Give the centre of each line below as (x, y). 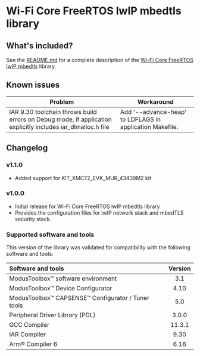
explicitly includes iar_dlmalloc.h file (59, 126)
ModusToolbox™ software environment (63, 278)
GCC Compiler (29, 325)
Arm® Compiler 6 (33, 344)
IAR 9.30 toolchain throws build (53, 112)
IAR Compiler (28, 335)
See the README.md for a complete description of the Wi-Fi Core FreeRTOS (100, 60)
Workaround (155, 101)
